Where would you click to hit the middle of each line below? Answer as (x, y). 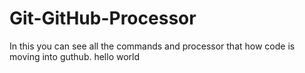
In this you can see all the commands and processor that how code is (152, 46)
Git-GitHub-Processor (103, 18)
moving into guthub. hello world (75, 56)
